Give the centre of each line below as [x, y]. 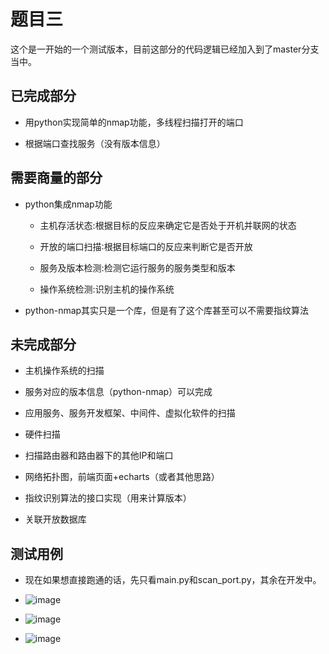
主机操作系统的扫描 [64, 371]
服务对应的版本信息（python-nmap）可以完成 [118, 392]
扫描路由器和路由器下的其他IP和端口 [99, 456]
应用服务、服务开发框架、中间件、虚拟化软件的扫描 [130, 413]
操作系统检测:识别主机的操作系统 [107, 289]
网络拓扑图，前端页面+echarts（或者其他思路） [122, 477]
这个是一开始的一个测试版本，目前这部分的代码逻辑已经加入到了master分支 [165, 49]
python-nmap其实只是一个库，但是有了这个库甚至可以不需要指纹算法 [167, 310]
